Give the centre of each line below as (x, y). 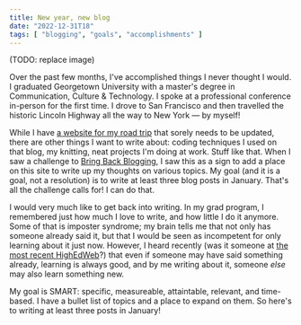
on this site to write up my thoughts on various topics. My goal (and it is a (145, 171)
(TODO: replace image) (52, 60)
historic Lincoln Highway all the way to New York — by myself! (125, 115)
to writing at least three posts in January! (85, 311)
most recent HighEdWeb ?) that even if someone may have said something (146, 255)
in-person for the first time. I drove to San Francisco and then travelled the (147, 106)
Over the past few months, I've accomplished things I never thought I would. (150, 77)
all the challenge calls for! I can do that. (82, 190)
